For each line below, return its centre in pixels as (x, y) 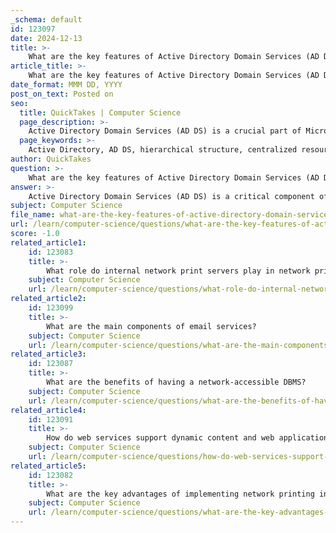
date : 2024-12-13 (46, 38)
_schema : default (46, 19)
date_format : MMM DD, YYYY (66, 85)
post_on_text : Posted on (62, 94)
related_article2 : (48, 299)
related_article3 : (48, 354)
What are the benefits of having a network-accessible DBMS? (176, 382)
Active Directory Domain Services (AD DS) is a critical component (171, 196)
